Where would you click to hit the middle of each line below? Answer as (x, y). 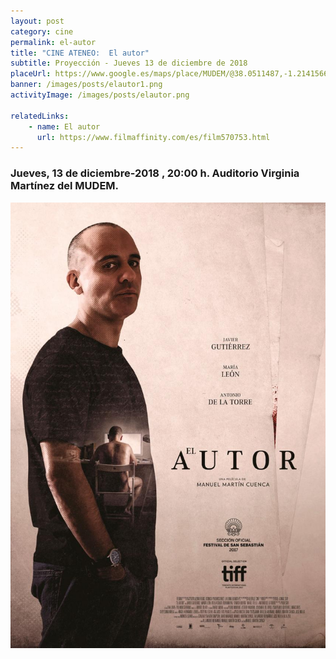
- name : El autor (64, 126)
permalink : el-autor (53, 42)
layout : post (37, 21)
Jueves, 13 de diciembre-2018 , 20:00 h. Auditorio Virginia (155, 173)
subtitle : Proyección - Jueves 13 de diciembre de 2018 (129, 63)
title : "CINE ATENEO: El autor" (80, 53)
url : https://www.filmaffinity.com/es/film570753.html (153, 137)
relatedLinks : (40, 116)
